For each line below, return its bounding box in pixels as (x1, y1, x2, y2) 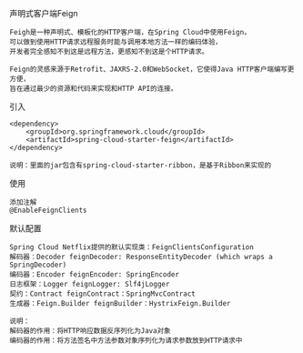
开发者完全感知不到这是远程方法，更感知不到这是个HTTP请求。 (9, 47, 209, 56)
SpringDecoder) (9, 260, 67, 269)
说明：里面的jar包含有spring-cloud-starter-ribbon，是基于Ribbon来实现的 (9, 161, 271, 170)
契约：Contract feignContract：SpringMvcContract (9, 289, 196, 298)
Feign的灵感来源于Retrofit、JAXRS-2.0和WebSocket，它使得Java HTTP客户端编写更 (9, 65, 295, 74)
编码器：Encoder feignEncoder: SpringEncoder (9, 270, 180, 279)
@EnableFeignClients (9, 206, 88, 215)
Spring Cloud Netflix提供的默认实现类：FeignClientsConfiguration (9, 243, 255, 252)
